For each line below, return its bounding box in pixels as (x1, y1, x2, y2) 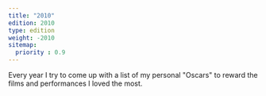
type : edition (8, 26, 56, 34)
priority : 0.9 (15, 48, 66, 56)
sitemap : (8, 41, 37, 49)
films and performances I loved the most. (8, 79, 143, 88)
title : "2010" (8, 11, 56, 20)
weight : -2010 (8, 33, 56, 42)
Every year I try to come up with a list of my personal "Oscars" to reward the (8, 71, 258, 79)
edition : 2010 (8, 19, 56, 27)
